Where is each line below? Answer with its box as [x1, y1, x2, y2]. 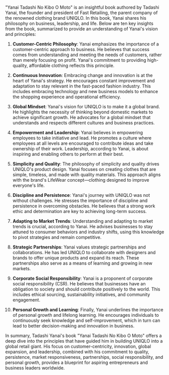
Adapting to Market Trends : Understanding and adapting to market [12, 218, 153, 224]
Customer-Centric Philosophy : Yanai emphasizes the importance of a [12, 41, 159, 47]
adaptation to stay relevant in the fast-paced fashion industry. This [12, 83, 151, 89]
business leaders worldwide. [5, 365, 65, 371]
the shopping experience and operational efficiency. [12, 94, 121, 100]
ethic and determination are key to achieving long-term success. [12, 209, 147, 214]
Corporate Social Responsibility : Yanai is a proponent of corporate [12, 275, 153, 281]
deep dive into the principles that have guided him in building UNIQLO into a [5, 338, 163, 344]
